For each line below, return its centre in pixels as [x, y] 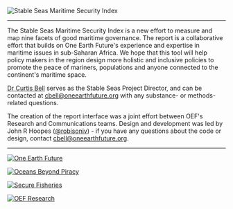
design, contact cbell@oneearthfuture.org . [68, 138]
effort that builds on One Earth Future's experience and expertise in [103, 45]
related [17, 103]
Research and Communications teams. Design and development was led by [115, 124]
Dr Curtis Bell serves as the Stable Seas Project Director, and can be [105, 88]
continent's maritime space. [47, 75]
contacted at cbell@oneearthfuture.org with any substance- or [97, 96]
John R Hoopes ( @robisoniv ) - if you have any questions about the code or [114, 131]
